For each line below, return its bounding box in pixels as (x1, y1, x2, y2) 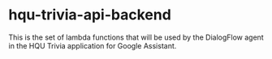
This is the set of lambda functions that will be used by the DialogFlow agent (8, 32, 264, 42)
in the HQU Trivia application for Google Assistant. (8, 40, 177, 50)
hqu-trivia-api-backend (8, 6, 172, 24)
